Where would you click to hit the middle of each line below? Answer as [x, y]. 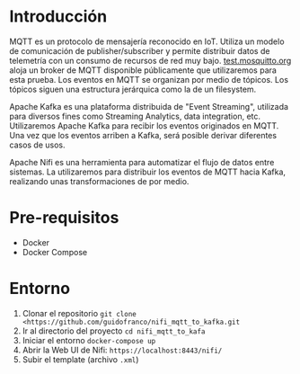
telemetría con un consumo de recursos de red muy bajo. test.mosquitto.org [150, 60]
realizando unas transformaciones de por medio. [99, 181]
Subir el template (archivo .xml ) [80, 359]
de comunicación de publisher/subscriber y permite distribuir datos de [140, 50]
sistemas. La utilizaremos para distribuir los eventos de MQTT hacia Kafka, [147, 172]
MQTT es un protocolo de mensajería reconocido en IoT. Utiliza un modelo [147, 41]
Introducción [58, 17]
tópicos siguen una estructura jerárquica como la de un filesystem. [133, 89]
